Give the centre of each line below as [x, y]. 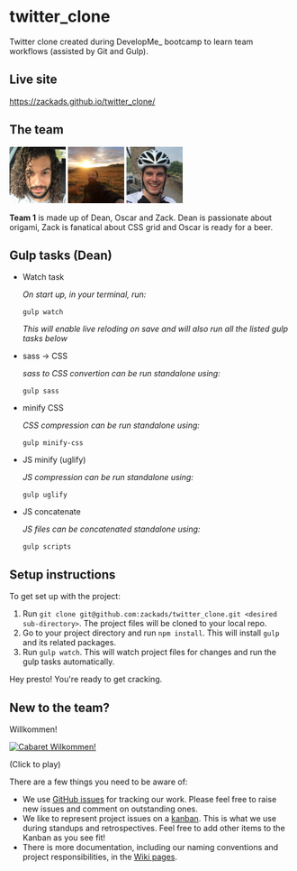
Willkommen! [33, 729]
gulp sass [41, 391]
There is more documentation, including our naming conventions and [150, 847]
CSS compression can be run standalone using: [111, 425]
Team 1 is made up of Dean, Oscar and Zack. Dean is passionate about [141, 218]
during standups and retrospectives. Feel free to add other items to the [153, 828]
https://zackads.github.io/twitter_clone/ [82, 101]
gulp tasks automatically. [68, 662]
